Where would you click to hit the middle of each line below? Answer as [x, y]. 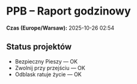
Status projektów [39, 47]
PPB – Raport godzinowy [68, 11]
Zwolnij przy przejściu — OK [50, 68]
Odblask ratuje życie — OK [48, 74]
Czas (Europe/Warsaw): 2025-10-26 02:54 [60, 28]
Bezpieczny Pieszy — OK [46, 61]
